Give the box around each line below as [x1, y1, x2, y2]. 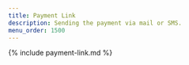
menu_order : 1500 [8, 26, 66, 34]
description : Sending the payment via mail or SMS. [8, 19, 182, 27]
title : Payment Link [8, 11, 77, 20]
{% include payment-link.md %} [8, 48, 113, 58]
